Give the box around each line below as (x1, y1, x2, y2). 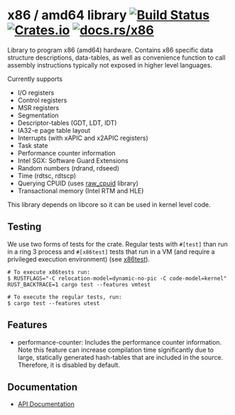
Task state (17, 141, 48, 149)
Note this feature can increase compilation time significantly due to (17, 345, 214, 354)
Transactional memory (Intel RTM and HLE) (17, 186, 144, 195)
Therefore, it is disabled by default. (17, 360, 121, 369)
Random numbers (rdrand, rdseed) (17, 163, 119, 172)
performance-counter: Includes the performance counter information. (17, 338, 222, 346)
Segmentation (17, 111, 59, 119)
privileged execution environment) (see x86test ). (7, 254, 151, 263)
